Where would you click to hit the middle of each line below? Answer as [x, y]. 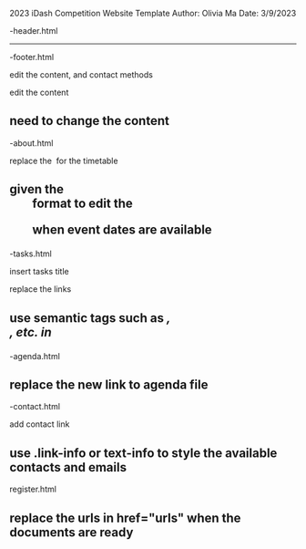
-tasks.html [31, 254]
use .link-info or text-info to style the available [143, 453]
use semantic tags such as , [90, 318]
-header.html [34, 31]
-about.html [31, 143]
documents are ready [71, 532]
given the [37, 189]
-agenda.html [35, 356]
